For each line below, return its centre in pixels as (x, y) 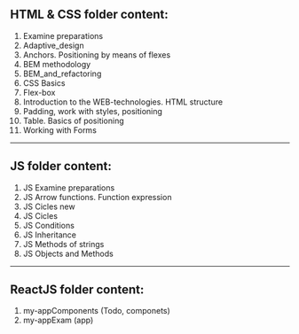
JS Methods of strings (63, 244)
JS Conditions (48, 225)
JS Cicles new (49, 206)
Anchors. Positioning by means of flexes (97, 54)
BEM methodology (57, 64)
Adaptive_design (53, 45)
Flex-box (39, 92)
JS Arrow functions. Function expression (97, 197)
